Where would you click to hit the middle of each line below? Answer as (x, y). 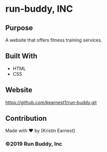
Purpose (19, 28)
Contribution (26, 118)
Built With (21, 56)
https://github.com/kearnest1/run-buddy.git (51, 102)
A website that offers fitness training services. (54, 40)
